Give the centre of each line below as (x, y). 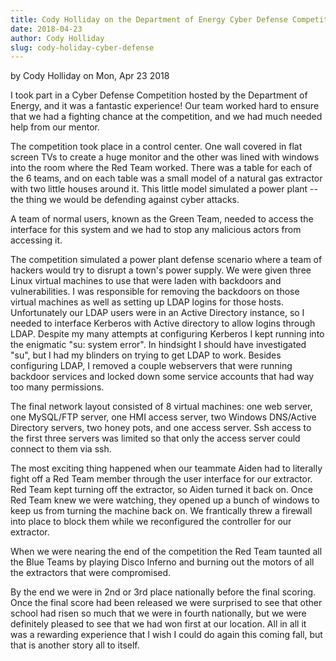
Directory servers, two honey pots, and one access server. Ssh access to (161, 428)
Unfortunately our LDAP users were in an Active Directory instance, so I (157, 313)
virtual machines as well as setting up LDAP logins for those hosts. (147, 302)
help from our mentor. (55, 127)
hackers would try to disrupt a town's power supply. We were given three (161, 270)
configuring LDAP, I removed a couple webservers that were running (151, 366)
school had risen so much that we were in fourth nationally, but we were (158, 613)
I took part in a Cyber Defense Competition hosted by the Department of (159, 95)
